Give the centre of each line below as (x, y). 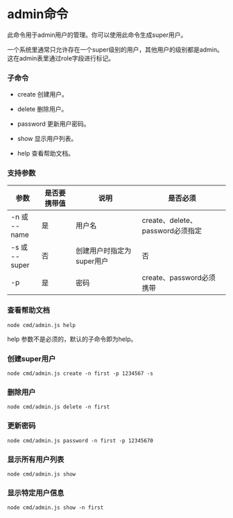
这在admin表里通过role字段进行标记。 (61, 58)
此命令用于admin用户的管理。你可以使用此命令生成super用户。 (97, 35)
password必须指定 (172, 231)
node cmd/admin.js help (42, 325)
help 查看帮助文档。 (46, 153)
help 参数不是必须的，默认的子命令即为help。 (72, 339)
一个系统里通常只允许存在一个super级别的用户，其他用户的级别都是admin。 (115, 49)
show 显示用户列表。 (47, 139)
